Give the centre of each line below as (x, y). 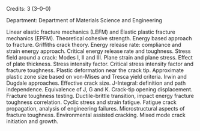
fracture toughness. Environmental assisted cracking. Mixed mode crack (96, 115)
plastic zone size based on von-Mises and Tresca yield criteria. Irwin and (97, 77)
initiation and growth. (32, 121)
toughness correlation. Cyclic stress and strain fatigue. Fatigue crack (92, 102)
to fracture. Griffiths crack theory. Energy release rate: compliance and (94, 45)
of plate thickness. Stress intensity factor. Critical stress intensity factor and (100, 64)
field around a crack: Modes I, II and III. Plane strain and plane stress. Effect (100, 57)
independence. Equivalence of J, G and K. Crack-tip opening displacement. (99, 89)
